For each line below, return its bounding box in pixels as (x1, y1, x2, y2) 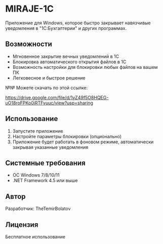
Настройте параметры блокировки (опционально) (12, 133, 122, 139)
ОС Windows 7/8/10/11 (12, 172, 60, 178)
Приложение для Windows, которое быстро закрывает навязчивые (5, 20, 151, 26)
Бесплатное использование (5, 234, 66, 239)
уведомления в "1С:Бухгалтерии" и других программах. (5, 25, 127, 31)
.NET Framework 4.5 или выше (12, 178, 78, 184)
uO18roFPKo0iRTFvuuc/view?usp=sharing (5, 100, 94, 106)
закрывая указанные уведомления (12, 144, 89, 150)
